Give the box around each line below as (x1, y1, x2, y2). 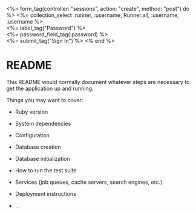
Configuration (15, 131, 50, 138)
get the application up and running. (6, 85, 94, 92)
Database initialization (15, 155, 71, 162)
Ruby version (15, 108, 48, 115)
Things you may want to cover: (6, 96, 83, 103)
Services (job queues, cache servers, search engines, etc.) (15, 178, 163, 186)
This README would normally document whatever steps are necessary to (6, 78, 190, 85)
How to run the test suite (15, 166, 77, 174)
